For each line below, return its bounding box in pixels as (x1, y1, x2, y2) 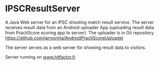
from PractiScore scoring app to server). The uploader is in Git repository (5, 30, 154, 35)
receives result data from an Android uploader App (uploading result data (5, 24, 155, 30)
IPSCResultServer (5, 3, 80, 14)
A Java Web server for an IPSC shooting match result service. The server (5, 19, 154, 25)
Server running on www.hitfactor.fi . (5, 54, 77, 60)
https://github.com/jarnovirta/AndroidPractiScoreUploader (5, 35, 124, 41)
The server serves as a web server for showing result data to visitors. (5, 44, 147, 50)
